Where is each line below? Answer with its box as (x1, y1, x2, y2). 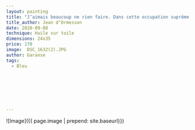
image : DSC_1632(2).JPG (6, 47, 67, 53)
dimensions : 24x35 (6, 36, 51, 42)
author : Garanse (6, 52, 46, 58)
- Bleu (11, 63, 27, 69)
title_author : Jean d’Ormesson (6, 19, 82, 25)
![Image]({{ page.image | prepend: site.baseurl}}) (6, 117, 124, 124)
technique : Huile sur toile (6, 30, 75, 36)
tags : (6, 57, 19, 63)
